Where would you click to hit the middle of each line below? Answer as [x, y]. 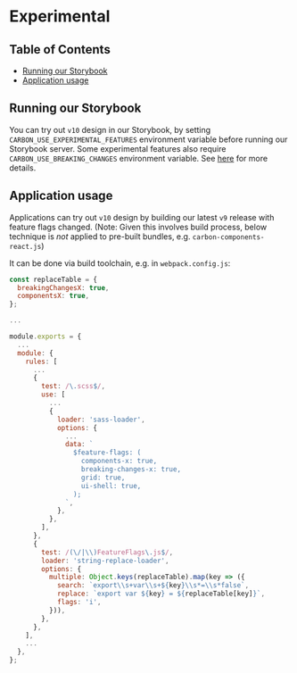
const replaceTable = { [54, 279]
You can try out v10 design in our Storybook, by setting [110, 129]
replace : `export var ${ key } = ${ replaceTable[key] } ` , [161, 594]
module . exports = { [45, 336]
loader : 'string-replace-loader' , [105, 561]
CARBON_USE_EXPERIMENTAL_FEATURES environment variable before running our [148, 139]
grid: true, [103, 478]
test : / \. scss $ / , [73, 386]
